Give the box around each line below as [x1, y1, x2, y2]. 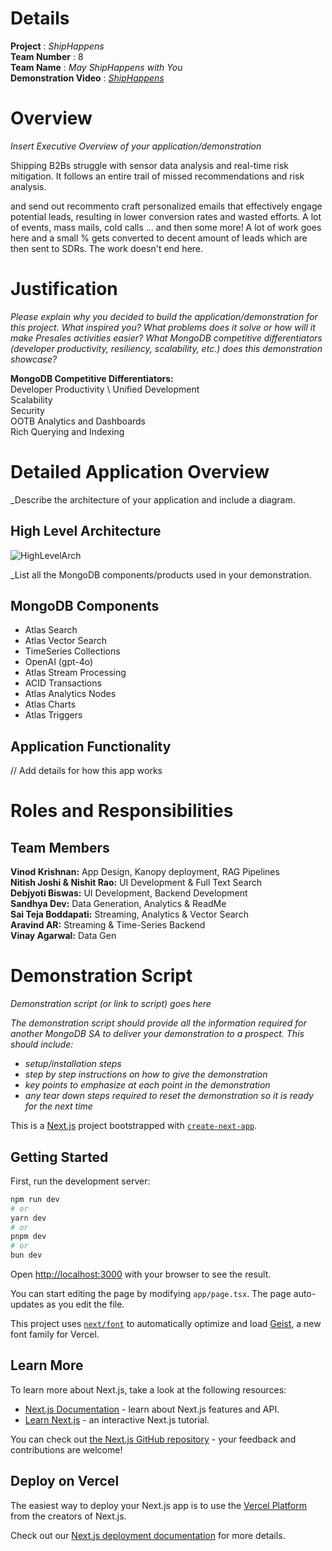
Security [10, 404, 45, 416]
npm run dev [10, 1194, 60, 1204]
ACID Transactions [24, 677, 102, 689]
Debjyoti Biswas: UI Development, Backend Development [10, 887, 248, 899]
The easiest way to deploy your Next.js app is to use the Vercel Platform [10, 1499, 308, 1511]
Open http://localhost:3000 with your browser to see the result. [10, 1268, 272, 1281]
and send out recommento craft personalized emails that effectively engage [10, 200, 323, 212]
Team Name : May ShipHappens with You [10, 61, 183, 73]
